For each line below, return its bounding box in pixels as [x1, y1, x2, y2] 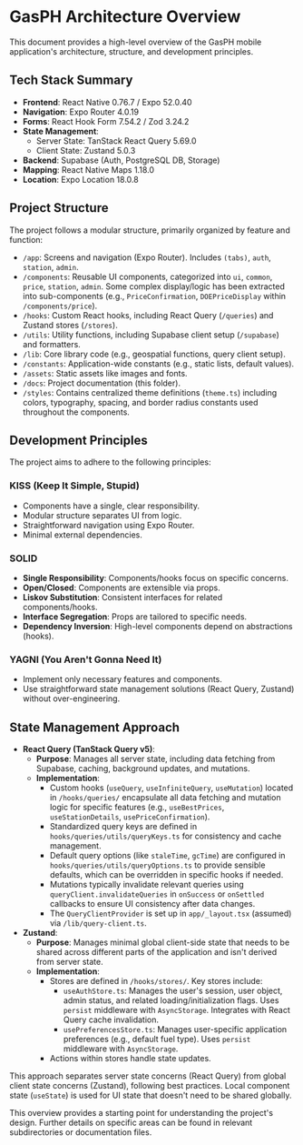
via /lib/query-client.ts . [49, 918, 147, 929]
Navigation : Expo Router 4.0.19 [22, 106, 139, 117]
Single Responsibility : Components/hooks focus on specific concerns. [22, 572, 288, 583]
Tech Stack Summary [9, 73, 133, 88]
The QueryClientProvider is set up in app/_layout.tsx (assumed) [49, 908, 292, 919]
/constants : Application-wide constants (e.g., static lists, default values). [22, 357, 295, 369]
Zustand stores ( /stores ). [22, 319, 118, 330]
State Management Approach [9, 719, 180, 735]
